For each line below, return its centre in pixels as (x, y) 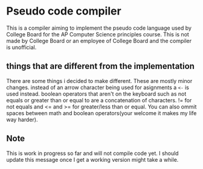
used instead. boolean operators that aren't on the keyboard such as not (96, 94)
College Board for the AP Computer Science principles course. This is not (98, 34)
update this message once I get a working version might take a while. (92, 159)
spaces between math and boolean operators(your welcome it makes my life (101, 113)
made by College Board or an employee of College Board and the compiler (99, 41)
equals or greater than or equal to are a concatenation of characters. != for (99, 100)
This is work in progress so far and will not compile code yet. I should (93, 153)
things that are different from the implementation (101, 66)
